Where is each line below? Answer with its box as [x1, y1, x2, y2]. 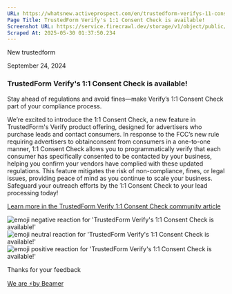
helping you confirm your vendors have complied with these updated [7, 159, 204, 168]
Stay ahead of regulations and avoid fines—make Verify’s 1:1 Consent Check [7, 95, 224, 103]
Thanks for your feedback [7, 265, 81, 273]
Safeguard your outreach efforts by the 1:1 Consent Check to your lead [7, 181, 208, 190]
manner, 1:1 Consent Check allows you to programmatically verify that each [7, 144, 221, 153]
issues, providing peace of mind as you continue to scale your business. [7, 174, 213, 182]
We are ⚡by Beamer [7, 279, 64, 287]
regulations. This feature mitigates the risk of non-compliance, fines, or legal [7, 166, 225, 175]
